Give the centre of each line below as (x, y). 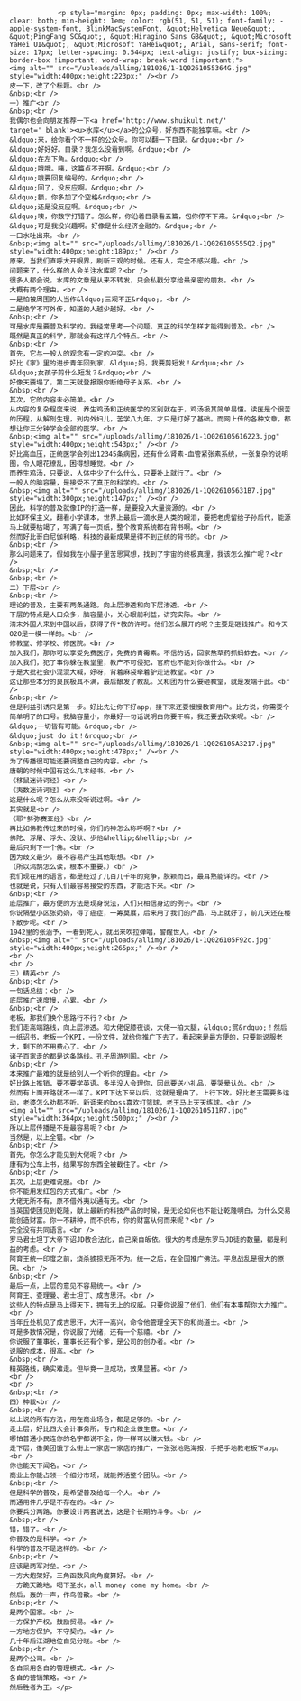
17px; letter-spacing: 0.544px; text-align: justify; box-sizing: (160, 52)
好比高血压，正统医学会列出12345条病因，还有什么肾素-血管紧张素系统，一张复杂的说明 (149, 454)
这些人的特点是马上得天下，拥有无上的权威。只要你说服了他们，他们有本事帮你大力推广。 (150, 1305)
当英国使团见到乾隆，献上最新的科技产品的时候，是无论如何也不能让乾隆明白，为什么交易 (150, 1211)
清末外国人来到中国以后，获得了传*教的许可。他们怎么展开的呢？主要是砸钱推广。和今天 (149, 624)
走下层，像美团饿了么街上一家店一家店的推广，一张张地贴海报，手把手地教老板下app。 (146, 1448)
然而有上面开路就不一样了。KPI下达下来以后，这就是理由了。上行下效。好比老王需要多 (146, 1093)
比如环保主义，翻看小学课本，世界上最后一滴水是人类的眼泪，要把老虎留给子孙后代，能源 (150, 518)
